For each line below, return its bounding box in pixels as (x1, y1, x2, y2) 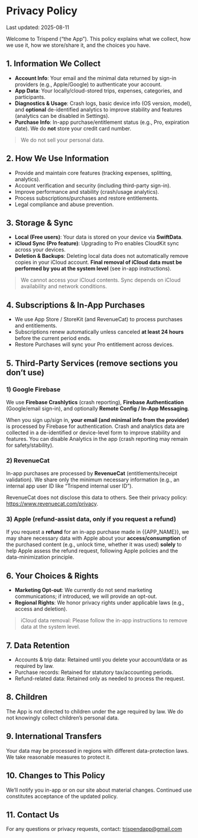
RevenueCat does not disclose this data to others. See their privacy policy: (6, 494, 188, 501)
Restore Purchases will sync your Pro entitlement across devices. (14, 341, 174, 348)
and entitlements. (14, 322, 57, 330)
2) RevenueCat (6, 456, 50, 465)
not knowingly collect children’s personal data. (6, 714, 119, 721)
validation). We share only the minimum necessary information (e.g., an (6, 476, 180, 484)
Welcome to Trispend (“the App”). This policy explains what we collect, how (6, 35, 191, 42)
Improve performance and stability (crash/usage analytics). (14, 188, 160, 195)
